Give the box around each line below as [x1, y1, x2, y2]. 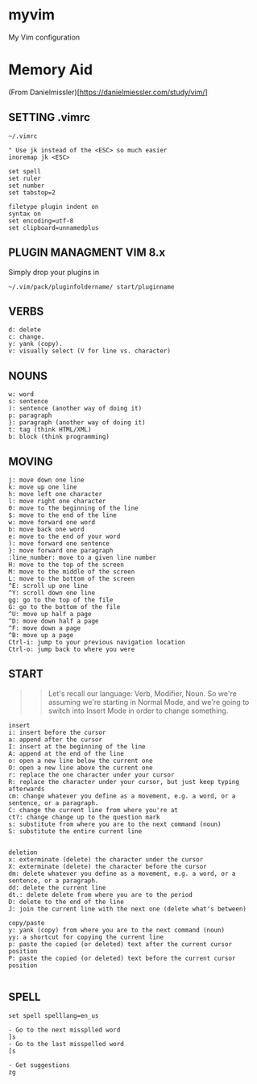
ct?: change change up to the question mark [8, 813, 160, 821]
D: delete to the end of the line [8, 898, 125, 906]
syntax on [8, 210, 42, 218]
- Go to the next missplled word [8, 1026, 121, 1034]
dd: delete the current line [8, 883, 106, 892]
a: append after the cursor [8, 736, 103, 744]
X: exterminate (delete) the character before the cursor [8, 862, 207, 870]
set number [8, 181, 45, 190]
